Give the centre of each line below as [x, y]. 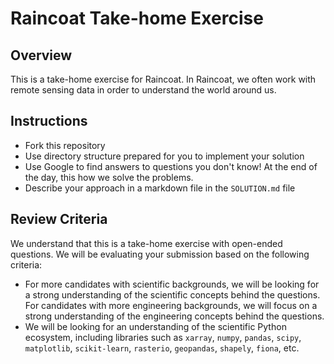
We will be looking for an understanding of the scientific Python [155, 326]
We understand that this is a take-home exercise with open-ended [146, 243]
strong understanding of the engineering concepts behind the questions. [174, 316]
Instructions [49, 121]
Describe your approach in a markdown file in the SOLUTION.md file [160, 188]
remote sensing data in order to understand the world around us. [143, 90]
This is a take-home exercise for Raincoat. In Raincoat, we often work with [163, 79]
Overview [41, 55]
